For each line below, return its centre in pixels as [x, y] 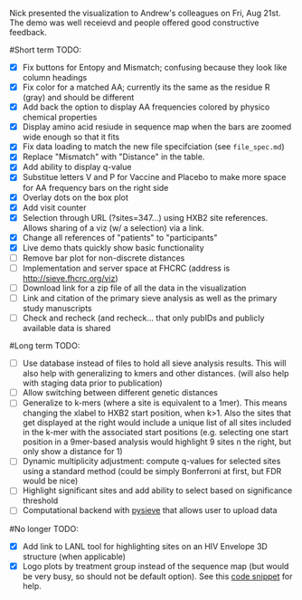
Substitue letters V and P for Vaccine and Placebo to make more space [154, 177]
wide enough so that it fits [71, 137]
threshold [40, 500]
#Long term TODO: [45, 346]
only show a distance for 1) [73, 452]
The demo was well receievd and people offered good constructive [134, 23]
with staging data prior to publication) [92, 383]
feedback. [28, 32]
